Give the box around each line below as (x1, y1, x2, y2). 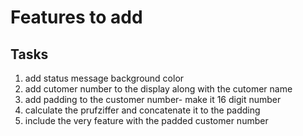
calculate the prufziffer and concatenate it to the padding (24, 104, 261, 116)
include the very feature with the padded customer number (24, 115, 269, 126)
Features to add (10, 6, 143, 29)
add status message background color (24, 72, 185, 84)
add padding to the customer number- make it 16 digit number (24, 94, 282, 105)
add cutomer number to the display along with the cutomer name (24, 83, 293, 95)
